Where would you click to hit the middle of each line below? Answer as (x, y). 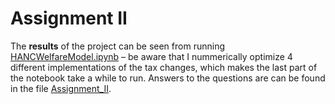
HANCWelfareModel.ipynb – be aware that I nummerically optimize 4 (151, 56)
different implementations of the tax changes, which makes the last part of (164, 67)
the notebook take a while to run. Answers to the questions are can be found (168, 78)
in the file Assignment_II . (61, 88)
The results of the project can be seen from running (117, 46)
